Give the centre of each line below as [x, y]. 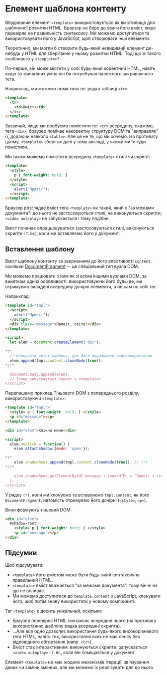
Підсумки [21, 553]
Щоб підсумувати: [24, 565]
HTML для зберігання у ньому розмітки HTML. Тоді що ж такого [93, 53]
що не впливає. [29, 590]
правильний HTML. [33, 580]
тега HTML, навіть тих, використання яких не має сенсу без [76, 636]
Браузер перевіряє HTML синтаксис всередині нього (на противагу [84, 620]
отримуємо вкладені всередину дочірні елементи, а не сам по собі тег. [81, 287]
